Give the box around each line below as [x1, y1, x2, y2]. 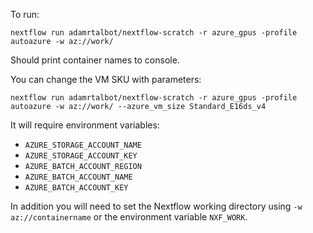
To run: [10, 9, 40, 20]
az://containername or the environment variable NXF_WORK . [10, 211, 248, 223]
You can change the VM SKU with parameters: [10, 74, 202, 85]
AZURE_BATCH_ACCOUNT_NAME [24, 172, 133, 182]
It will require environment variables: [10, 119, 160, 131]
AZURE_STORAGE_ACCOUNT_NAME [24, 140, 142, 150]
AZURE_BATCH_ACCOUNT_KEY [24, 183, 129, 193]
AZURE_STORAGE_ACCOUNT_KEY [24, 151, 138, 161]
